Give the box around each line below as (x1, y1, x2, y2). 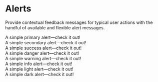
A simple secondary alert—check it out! (5, 39, 86, 45)
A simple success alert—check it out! (5, 45, 81, 51)
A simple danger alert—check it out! (5, 50, 79, 56)
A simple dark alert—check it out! (5, 71, 74, 77)
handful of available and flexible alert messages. (5, 24, 105, 30)
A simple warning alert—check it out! (5, 55, 81, 61)
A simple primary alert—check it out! (5, 34, 81, 40)
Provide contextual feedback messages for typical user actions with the (5, 19, 153, 25)
